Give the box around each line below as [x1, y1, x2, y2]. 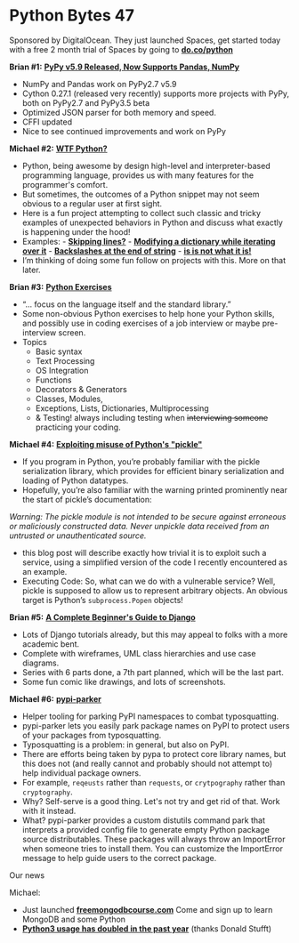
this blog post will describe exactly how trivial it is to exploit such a [21, 547, 267, 558]
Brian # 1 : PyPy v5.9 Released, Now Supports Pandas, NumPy [9, 61, 240, 72]
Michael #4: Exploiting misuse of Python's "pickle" [9, 439, 203, 449]
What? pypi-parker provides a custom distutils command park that [21, 815, 265, 826]
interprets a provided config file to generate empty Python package [21, 824, 270, 834]
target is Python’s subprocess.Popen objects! [21, 594, 184, 605]
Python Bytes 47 [9, 5, 135, 26]
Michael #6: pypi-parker [9, 693, 102, 704]
